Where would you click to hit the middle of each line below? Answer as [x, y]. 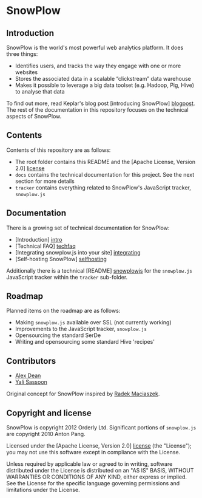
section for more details [45, 181]
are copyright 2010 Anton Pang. [46, 434]
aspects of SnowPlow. [34, 116]
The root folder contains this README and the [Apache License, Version [105, 162]
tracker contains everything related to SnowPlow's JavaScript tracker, [103, 187]
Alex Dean [28, 376]
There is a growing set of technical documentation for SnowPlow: [88, 228]
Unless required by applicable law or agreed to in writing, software [89, 464]
